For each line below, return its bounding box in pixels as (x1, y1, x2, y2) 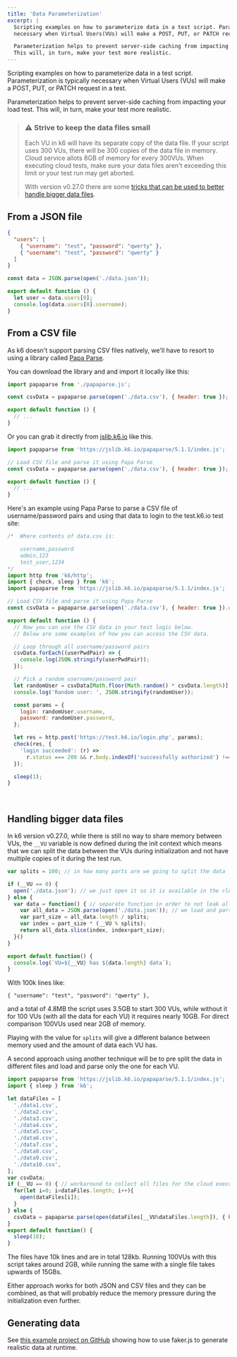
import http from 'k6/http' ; (7, 572, 93, 579)
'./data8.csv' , (13, 1148, 59, 1155)
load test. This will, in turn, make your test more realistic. (7, 105, 171, 113)
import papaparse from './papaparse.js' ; (7, 381, 131, 388)
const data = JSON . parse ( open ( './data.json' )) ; (7, 275, 150, 282)
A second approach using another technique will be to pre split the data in (7, 1055, 222, 1063)
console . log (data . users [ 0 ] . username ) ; (13, 301, 128, 308)
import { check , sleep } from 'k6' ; (7, 578, 115, 586)
